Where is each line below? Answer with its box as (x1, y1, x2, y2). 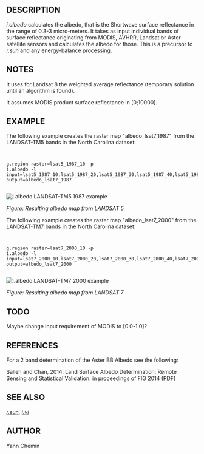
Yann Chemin (6, 442, 40, 449)
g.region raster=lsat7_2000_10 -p (6, 245, 94, 251)
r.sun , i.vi (6, 408, 29, 415)
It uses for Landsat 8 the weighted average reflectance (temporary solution (6, 80, 194, 87)
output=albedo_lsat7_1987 (6, 177, 72, 183)
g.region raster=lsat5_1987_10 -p (6, 161, 94, 168)
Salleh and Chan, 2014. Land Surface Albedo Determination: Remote (6, 368, 177, 376)
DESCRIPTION (6, 5, 61, 15)
